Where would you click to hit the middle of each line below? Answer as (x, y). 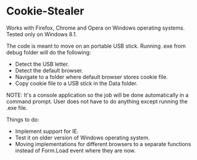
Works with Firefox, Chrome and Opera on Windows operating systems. (95, 28)
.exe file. (17, 107)
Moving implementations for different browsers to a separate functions (103, 144)
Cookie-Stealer (45, 11)
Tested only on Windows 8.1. (42, 34)
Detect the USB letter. (42, 64)
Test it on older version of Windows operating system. (82, 138)
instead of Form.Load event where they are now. (75, 150)
